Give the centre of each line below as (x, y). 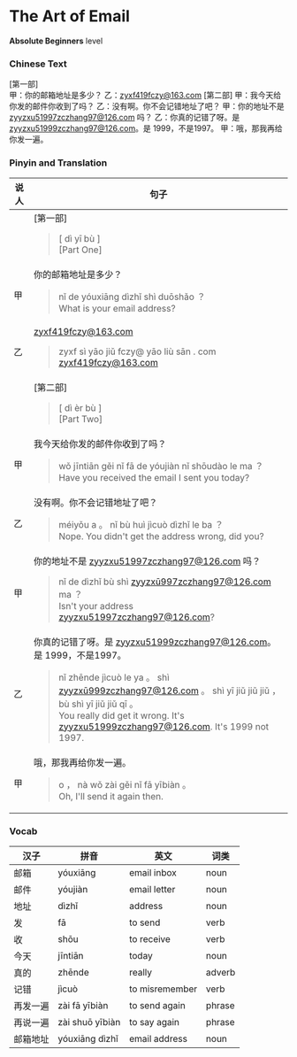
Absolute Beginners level (56, 41)
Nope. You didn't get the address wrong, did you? (161, 536)
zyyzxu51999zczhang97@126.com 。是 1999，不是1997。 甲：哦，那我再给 (146, 128)
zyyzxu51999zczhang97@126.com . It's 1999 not (164, 726)
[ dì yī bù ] (80, 238)
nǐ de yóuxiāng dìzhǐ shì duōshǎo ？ (132, 297)
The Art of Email (70, 16)
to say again (154, 1022)
